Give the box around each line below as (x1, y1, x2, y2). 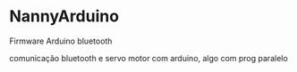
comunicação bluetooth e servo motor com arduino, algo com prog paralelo (9, 52, 288, 63)
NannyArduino (9, 6, 119, 27)
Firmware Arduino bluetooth (9, 36, 113, 46)
